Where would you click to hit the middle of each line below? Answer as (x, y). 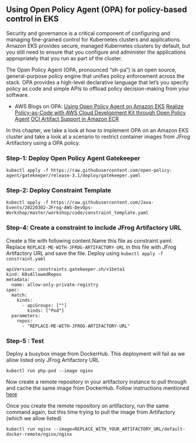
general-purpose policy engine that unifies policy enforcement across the (95, 76)
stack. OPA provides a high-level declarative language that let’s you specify (97, 82)
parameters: (26, 315)
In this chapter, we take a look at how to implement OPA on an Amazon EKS (97, 130)
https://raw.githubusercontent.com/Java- (102, 203)
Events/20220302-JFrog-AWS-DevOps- (50, 208)
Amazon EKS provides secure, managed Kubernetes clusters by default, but (98, 45)
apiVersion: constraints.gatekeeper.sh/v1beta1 (66, 269)
